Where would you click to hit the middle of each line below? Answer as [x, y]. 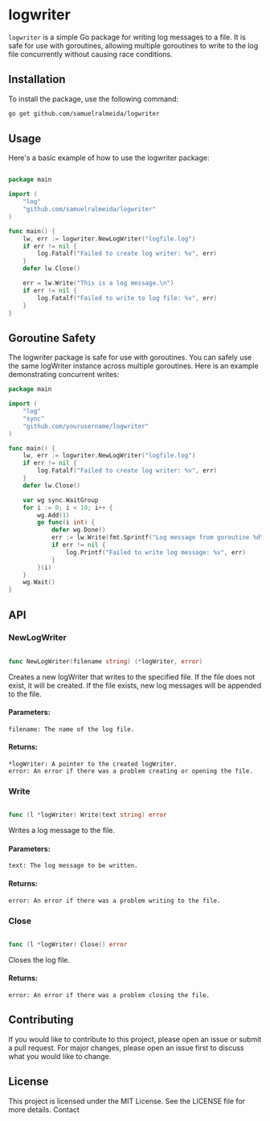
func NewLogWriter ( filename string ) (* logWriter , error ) [106, 661]
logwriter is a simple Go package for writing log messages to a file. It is [127, 37]
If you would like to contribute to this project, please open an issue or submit [135, 1039]
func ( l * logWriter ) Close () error [68, 944]
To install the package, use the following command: [94, 99]
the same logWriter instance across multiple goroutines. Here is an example [133, 366]
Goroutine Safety [52, 338]
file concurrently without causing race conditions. [90, 54]
